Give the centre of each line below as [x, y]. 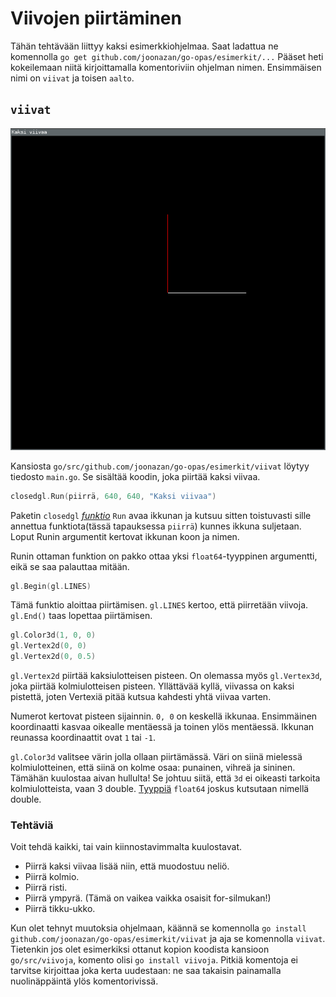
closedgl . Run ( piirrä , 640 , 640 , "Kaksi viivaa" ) [113, 496]
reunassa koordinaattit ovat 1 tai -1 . [83, 738]
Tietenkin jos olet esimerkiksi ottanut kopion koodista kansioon [140, 949]
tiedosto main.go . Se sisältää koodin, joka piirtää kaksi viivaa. [135, 476]
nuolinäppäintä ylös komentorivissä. [84, 981]
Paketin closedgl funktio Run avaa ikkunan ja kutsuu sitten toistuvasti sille [161, 515]
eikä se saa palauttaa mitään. [70, 566]
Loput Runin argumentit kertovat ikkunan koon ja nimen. [125, 536]
